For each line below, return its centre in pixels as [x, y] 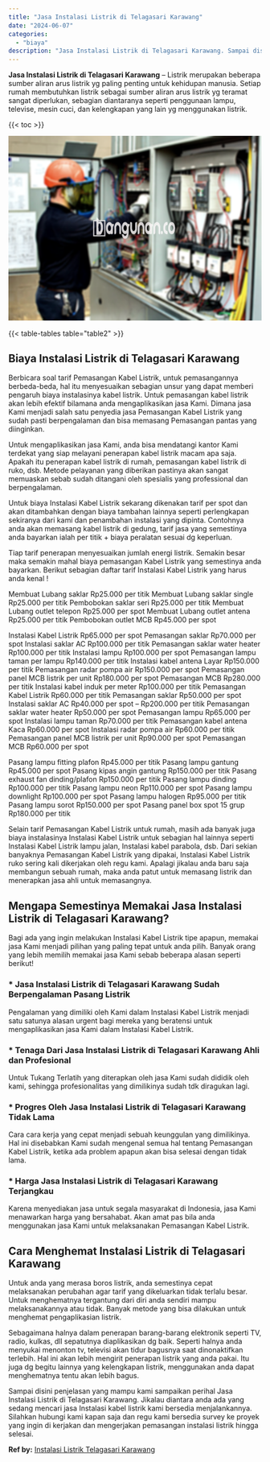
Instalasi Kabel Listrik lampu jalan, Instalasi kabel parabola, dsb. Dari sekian [133, 846]
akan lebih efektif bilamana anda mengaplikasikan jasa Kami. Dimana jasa [130, 403]
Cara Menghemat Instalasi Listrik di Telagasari [127, 1251]
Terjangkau [31, 1191]
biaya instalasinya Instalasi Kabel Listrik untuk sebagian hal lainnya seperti [131, 838]
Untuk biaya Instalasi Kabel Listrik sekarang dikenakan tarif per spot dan [128, 503]
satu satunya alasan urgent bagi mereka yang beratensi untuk [110, 1020]
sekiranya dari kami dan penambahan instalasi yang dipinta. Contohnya [126, 520]
